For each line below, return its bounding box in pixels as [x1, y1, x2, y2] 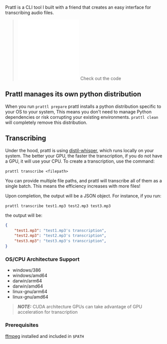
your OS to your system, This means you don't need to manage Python [5, 108, 152, 115]
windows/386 [12, 267, 41, 273]
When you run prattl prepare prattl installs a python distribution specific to [5, 103, 161, 109]
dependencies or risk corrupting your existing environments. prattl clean [5, 114, 158, 120]
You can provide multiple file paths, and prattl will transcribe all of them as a [5, 177, 162, 183]
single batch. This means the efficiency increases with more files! [5, 183, 140, 189]
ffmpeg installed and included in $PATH [5, 333, 84, 339]
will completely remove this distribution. [5, 119, 88, 125]
